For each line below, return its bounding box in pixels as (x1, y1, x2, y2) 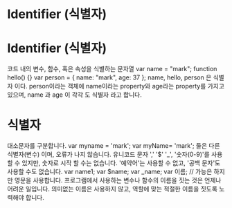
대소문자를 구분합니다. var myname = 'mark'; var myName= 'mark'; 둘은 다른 (7, 142, 220, 150)
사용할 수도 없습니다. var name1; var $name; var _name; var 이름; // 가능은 (7, 167, 213, 176)
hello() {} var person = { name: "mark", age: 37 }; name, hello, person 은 (7, 73, 212, 82)
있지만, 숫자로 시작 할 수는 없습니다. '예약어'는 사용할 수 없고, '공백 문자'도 (21, 159, 221, 167)
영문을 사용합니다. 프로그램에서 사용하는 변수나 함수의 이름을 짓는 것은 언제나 (14, 176, 222, 185)
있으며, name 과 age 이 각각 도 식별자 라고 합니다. (7, 91, 142, 99)
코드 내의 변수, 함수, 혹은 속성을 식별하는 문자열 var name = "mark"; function (7, 65, 217, 73)
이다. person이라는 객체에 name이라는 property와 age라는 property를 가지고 (14, 82, 225, 91)
